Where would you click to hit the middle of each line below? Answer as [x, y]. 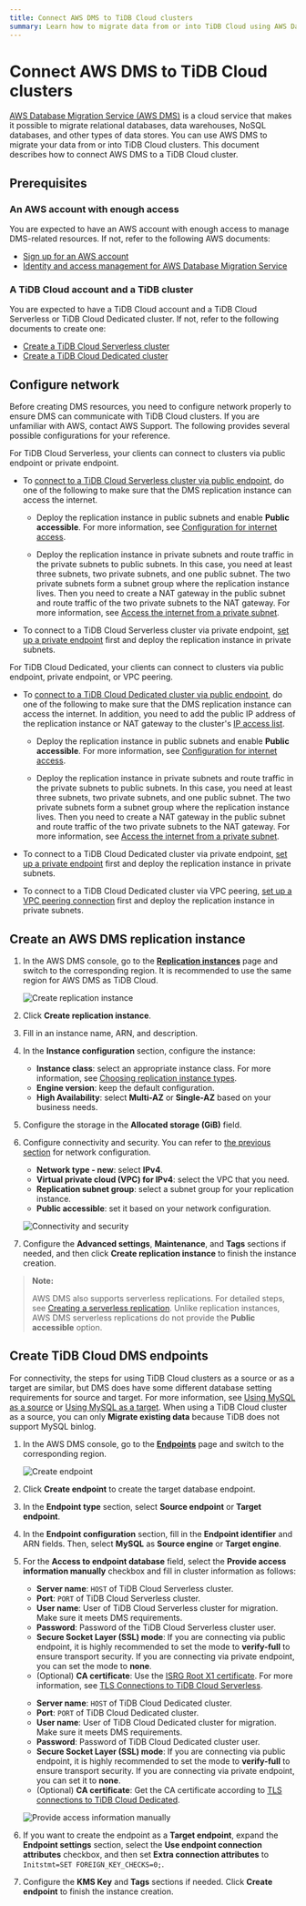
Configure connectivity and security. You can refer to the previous [147, 1143]
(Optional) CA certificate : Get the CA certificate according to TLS [159, 1789]
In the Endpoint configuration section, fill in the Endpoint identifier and [158, 1534]
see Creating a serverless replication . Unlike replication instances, [156, 1309]
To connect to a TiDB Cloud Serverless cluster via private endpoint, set [156, 630]
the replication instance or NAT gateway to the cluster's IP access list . [153, 724]
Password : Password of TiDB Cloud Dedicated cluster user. [148, 1741]
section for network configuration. [87, 1152]
